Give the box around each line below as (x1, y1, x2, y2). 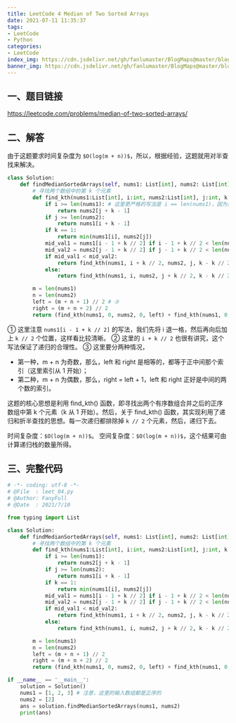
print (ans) (20, 709, 52, 716)
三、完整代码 (7, 463, 63, 475)
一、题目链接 (7, 91, 63, 103)
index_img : (7, 56, 39, 63)
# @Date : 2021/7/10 (7, 501, 71, 508)
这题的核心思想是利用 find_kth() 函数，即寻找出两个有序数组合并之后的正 (7, 399, 217, 407)
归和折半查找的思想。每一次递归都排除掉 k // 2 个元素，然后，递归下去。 (7, 416, 221, 425)
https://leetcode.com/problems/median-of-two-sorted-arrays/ (7, 110, 188, 118)
